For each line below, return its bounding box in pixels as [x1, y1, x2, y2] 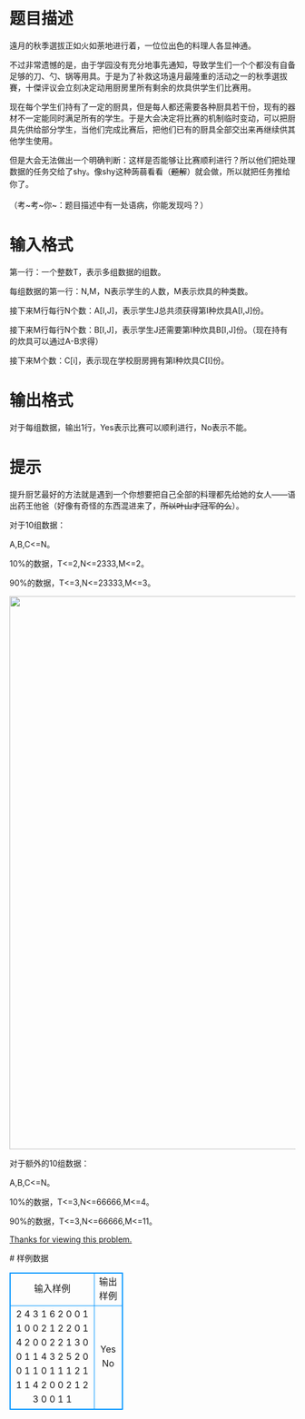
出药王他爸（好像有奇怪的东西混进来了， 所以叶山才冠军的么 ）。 [9, 500, 244, 511]
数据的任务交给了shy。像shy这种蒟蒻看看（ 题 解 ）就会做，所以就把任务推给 [9, 165, 290, 177]
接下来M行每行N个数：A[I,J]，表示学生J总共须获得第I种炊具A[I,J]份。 [9, 305, 270, 316]
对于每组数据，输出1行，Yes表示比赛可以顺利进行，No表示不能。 [9, 421, 252, 432]
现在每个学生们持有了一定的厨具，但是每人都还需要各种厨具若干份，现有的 [9, 101, 288, 112]
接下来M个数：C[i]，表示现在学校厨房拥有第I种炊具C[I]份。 [9, 355, 230, 366]
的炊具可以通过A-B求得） [9, 335, 103, 346]
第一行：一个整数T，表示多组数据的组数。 [9, 266, 166, 277]
